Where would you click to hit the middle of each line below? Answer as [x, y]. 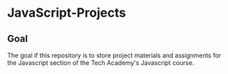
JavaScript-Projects [67, 13]
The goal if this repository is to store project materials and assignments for [114, 55]
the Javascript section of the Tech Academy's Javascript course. [101, 63]
